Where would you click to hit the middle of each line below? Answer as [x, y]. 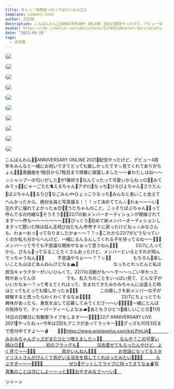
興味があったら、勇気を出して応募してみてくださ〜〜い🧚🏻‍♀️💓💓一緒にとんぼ [82, 303]
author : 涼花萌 [20, 19]
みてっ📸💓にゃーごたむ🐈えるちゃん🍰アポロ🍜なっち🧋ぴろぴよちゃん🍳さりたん [83, 186]
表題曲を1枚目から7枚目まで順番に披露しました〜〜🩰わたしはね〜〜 [92, 172]
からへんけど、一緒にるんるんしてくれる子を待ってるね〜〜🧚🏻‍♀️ [96, 239]
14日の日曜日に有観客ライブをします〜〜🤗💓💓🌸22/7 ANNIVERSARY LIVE [79, 317]
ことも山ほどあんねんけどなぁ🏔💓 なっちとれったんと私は [85, 264]
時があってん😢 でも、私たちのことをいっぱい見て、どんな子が [84, 278]
